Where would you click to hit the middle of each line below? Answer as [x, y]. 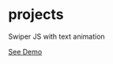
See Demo [25, 51]
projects [36, 15]
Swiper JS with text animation [56, 36]
